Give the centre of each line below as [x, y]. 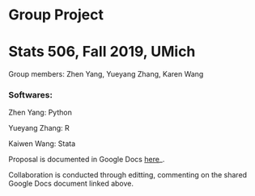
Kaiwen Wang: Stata [42, 144]
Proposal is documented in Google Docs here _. [87, 160]
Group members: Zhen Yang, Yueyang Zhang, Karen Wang [106, 74]
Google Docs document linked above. [71, 184]
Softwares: [30, 95]
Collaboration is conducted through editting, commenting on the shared [128, 175]
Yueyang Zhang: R [39, 128]
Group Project [56, 15]
